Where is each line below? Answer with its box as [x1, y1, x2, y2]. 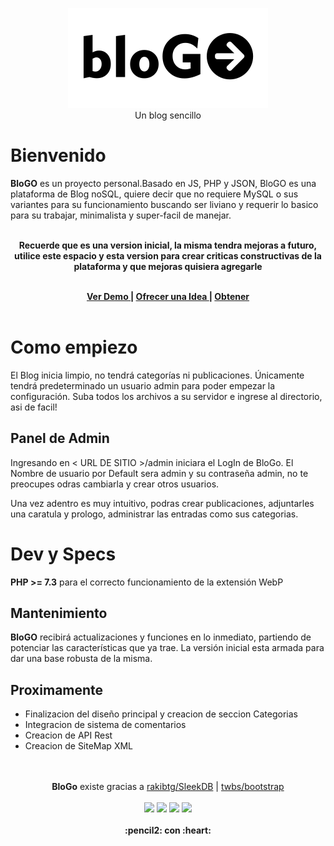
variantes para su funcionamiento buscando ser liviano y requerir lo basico [10, 198, 319, 210]
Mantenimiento [10, 605, 108, 622]
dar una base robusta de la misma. [10, 653, 153, 665]
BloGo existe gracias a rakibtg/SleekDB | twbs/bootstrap [51, 781, 285, 793]
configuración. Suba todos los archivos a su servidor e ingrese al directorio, [10, 390, 323, 402]
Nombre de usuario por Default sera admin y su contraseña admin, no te [10, 467, 309, 479]
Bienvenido [10, 144, 107, 167]
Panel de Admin [10, 430, 110, 447]
